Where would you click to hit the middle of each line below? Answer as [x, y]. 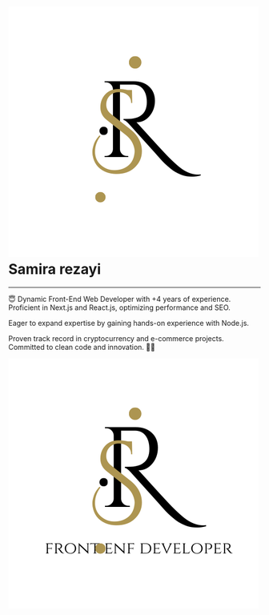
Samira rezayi [55, 269]
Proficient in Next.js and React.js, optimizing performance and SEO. [119, 307]
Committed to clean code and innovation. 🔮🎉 [82, 347]
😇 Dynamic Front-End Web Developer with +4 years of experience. [120, 299]
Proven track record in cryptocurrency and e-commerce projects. [116, 338]
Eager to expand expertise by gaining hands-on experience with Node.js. [129, 323]
